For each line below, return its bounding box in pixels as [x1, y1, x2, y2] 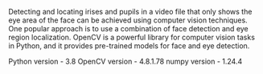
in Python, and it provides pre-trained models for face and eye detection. [8, 41, 250, 51]
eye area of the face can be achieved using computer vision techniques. [8, 15, 248, 25]
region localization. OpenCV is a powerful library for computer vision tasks [8, 32, 256, 42]
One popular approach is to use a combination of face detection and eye [8, 24, 249, 33]
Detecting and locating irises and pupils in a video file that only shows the [8, 7, 253, 16]
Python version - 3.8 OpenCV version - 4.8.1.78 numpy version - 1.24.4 [8, 56, 243, 66]
